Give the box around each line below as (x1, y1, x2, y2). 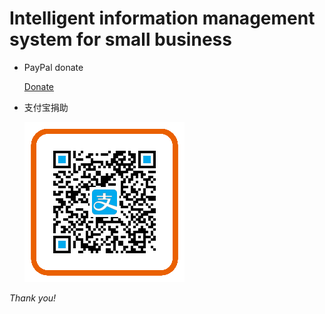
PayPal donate (23, 61, 84, 73)
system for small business (9, 28, 232, 51)
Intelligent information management (9, 7, 316, 30)
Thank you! (9, 292, 57, 304)
